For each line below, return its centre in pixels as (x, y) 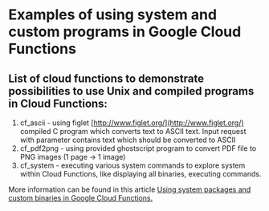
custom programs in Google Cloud (125, 32)
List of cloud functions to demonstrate (106, 78)
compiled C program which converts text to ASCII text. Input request (133, 131)
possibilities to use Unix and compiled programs (131, 91)
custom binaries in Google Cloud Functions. (81, 198)
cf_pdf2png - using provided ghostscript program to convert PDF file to (138, 148)
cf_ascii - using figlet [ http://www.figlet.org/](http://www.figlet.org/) (132, 123)
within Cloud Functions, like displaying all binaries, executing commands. (141, 174)
